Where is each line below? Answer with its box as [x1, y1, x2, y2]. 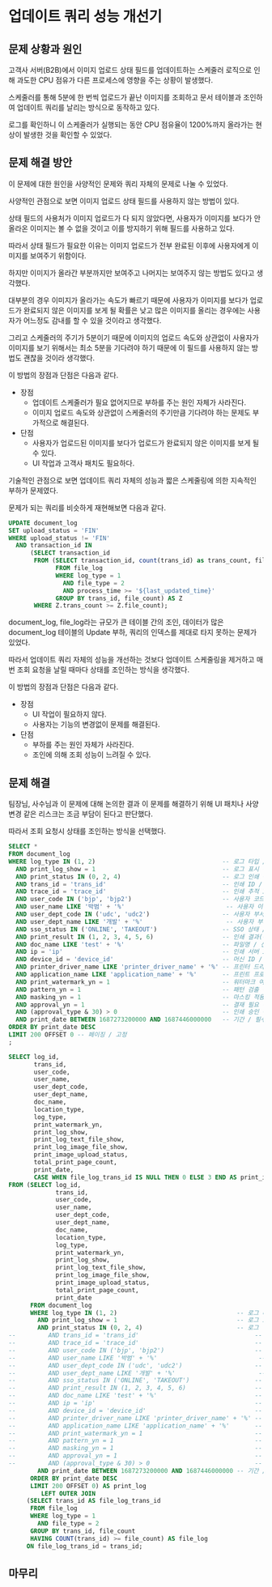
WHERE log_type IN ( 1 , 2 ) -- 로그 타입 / [8, 857, 267, 866]
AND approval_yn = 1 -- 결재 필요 [15, 1001, 259, 1009]
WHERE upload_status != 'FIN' [8, 534, 111, 542]
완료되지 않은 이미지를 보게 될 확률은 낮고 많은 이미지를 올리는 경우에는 [23, 305, 246, 315]
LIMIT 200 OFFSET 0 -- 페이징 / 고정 [8, 1031, 127, 1039]
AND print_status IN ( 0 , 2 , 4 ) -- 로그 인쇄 [15, 872, 259, 881]
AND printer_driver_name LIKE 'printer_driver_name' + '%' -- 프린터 [15, 963, 250, 972]
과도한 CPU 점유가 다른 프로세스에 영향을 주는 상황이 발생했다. [16, 75, 213, 85]
